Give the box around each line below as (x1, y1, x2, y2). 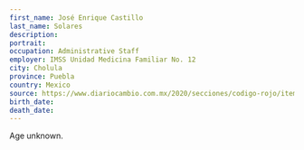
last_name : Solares (9, 22, 83, 31)
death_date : (9, 106, 54, 115)
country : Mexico (9, 80, 71, 89)
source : (9, 89, 39, 98)
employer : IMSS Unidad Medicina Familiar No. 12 (9, 55, 196, 64)
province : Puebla (9, 72, 75, 81)
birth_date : (9, 97, 54, 107)
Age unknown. (9, 130, 63, 141)
